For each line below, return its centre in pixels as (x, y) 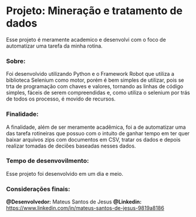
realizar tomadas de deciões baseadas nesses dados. (71, 146)
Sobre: (16, 61)
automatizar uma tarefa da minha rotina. (54, 46)
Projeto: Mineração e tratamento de (94, 11)
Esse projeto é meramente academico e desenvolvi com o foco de (86, 39)
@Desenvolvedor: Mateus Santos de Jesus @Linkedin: (74, 202)
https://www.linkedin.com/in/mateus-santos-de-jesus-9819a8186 (85, 208)
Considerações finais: (38, 189)
